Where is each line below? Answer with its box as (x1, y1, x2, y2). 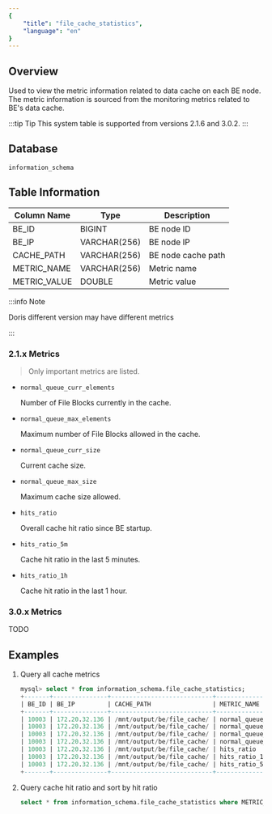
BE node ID (148, 223, 192, 235)
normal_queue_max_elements (19, 414, 112, 423)
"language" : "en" (23, 27, 82, 35)
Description (164, 210, 210, 221)
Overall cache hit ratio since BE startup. (19, 523, 152, 532)
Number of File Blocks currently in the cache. (19, 397, 172, 407)
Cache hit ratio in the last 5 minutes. (19, 554, 141, 564)
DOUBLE (79, 276, 113, 287)
